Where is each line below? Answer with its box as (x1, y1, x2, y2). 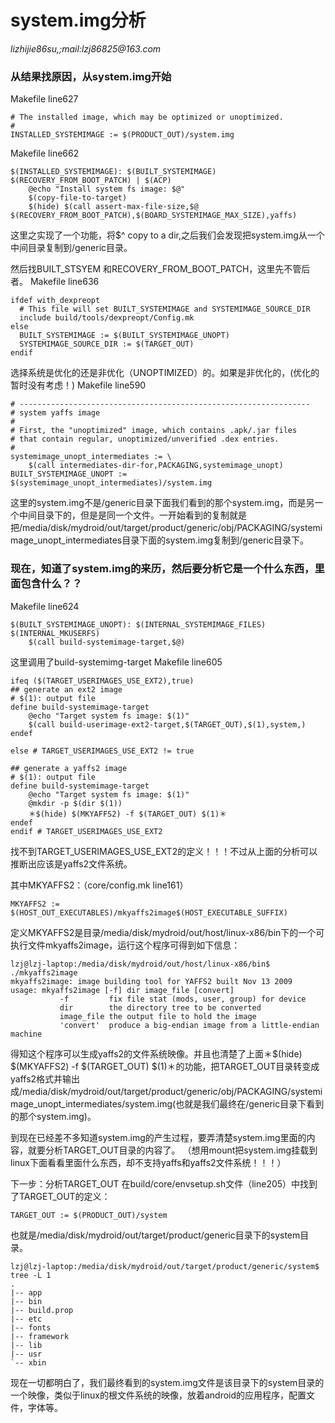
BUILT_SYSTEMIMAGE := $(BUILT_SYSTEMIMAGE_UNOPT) (19, 331, 230, 341)
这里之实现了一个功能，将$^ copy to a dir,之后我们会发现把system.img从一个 (10, 229, 325, 241)
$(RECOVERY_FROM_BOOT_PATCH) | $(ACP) (10, 176, 172, 186)
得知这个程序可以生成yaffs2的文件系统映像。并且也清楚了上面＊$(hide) (10, 1047, 303, 1060)
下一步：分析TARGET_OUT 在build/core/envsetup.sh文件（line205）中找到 (10, 1177, 318, 1190)
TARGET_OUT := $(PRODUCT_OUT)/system (10, 1210, 168, 1220)
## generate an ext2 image (10, 684, 123, 695)
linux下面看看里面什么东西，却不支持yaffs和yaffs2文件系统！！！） (10, 1156, 287, 1168)
